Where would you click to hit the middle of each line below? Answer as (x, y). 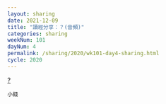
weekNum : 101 (26, 40)
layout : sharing (31, 14)
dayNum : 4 (22, 47)
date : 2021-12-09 (33, 21)
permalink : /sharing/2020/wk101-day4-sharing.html (83, 54)
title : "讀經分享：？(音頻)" (46, 27)
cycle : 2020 (25, 60)
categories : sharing (38, 34)
